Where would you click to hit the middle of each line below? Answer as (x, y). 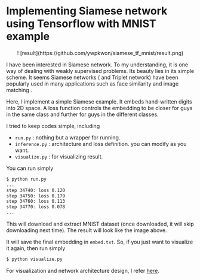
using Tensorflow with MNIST (81, 24)
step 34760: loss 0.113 (36, 202)
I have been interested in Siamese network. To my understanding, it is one (97, 65)
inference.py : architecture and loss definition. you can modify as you (101, 144)
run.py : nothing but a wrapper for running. (67, 137)
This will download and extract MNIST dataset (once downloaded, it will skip (100, 224)
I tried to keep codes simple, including (53, 126)
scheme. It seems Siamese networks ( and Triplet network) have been (92, 77)
